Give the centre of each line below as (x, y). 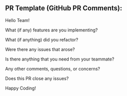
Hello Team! (17, 20)
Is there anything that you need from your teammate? (60, 59)
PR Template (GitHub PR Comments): (64, 8)
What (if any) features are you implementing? (52, 30)
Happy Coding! (21, 88)
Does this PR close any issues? (37, 78)
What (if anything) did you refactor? (42, 39)
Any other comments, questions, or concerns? (53, 68)
